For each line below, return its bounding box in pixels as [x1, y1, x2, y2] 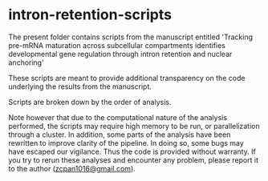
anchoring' [8, 58, 44, 67]
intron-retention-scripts [8, 6, 173, 24]
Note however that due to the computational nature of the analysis [8, 112, 227, 122]
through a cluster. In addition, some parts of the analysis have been [8, 130, 231, 139]
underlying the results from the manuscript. [8, 82, 152, 91]
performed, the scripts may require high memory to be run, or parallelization [8, 121, 260, 131]
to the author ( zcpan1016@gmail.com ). [8, 163, 136, 173]
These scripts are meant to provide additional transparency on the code [8, 73, 246, 82]
